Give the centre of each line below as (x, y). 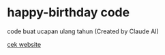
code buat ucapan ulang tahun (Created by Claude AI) (83, 31)
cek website (24, 44)
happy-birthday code (69, 13)
